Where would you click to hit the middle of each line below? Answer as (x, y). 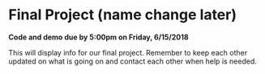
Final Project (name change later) (123, 15)
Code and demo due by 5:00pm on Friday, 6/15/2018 (98, 37)
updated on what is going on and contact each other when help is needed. (133, 61)
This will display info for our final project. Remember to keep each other (128, 52)
